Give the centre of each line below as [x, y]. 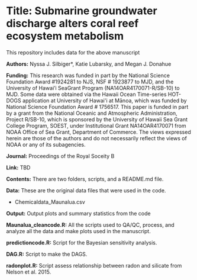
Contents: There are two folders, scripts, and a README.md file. [85, 179]
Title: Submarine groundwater [82, 11]
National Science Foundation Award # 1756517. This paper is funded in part [97, 107]
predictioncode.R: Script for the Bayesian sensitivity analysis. [82, 242]
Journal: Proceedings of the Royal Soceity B [60, 156]
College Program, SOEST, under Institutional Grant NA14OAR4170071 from [96, 125]
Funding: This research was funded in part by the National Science [88, 75]
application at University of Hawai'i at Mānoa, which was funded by [105, 100]
